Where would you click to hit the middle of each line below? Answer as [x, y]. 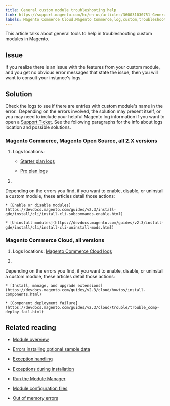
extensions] [90, 285]
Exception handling [33, 359]
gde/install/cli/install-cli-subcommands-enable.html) [64, 214]
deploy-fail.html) [25, 312]
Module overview [31, 340]
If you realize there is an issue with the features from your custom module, [83, 67]
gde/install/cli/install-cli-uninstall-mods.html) [60, 228]
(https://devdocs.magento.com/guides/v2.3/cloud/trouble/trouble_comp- [82, 307]
